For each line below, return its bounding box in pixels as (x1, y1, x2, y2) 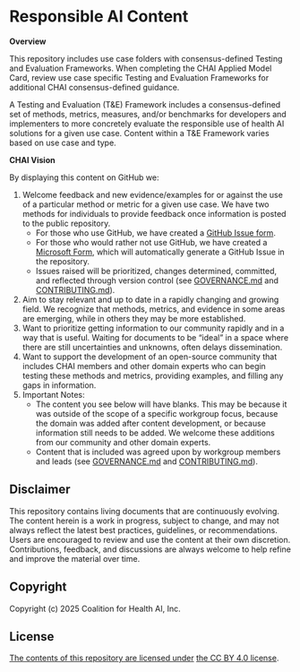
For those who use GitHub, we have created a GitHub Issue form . (35, 227, 276, 238)
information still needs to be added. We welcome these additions (35, 427, 275, 438)
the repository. (35, 255, 90, 266)
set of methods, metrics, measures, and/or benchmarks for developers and (9, 108, 287, 119)
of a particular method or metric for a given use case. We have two (21, 199, 270, 210)
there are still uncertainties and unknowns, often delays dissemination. (21, 341, 283, 352)
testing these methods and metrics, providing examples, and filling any (21, 370, 284, 381)
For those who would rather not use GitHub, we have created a (35, 237, 268, 247)
